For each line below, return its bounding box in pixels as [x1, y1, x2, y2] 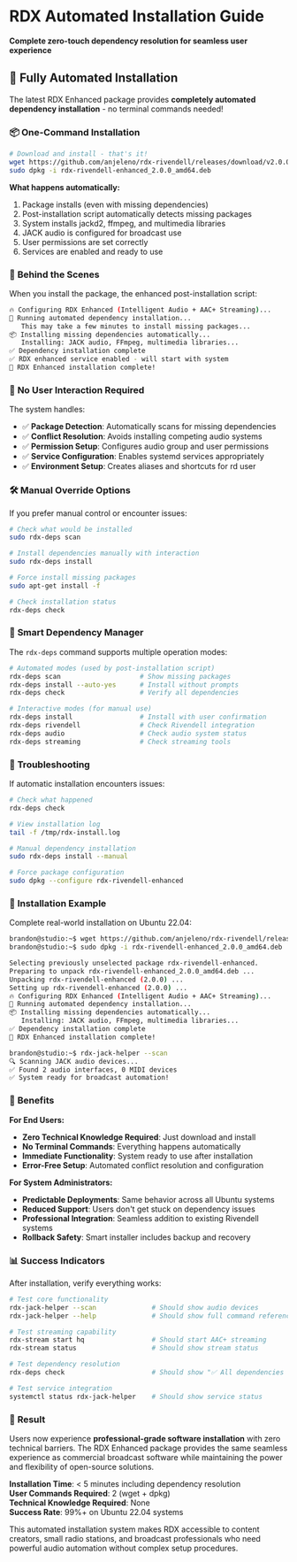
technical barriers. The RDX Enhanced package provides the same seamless [9, 1443, 288, 1453]
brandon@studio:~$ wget [9, 935, 97, 943]
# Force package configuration [9, 868, 125, 877]
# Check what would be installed [9, 525, 133, 534]
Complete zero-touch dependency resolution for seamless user [9, 35, 248, 46]
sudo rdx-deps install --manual [9, 852, 128, 861]
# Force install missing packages [9, 573, 137, 582]
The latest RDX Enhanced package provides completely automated [9, 94, 256, 104]
